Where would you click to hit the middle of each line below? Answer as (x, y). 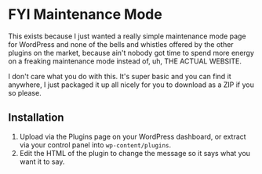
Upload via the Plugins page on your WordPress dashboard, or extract (133, 136)
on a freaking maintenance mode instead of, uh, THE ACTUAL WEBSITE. (125, 61)
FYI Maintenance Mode (85, 14)
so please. (25, 92)
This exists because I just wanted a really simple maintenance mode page (127, 36)
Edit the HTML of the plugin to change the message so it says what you (135, 153)
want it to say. (42, 161)
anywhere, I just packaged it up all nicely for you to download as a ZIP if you (131, 85)
